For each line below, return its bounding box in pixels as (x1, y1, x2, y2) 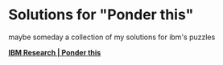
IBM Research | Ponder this (8, 47, 101, 57)
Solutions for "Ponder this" (8, 6, 194, 24)
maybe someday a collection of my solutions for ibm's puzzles (8, 32, 216, 42)
